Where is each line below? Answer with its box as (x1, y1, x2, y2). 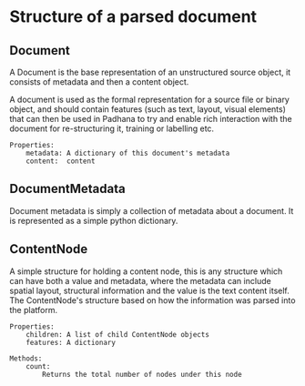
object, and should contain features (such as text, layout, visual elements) (9, 104, 287, 115)
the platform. (9, 304, 57, 315)
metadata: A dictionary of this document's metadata (25, 148, 230, 157)
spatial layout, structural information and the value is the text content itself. (9, 285, 290, 296)
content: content (25, 157, 96, 166)
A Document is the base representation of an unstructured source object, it (9, 66, 291, 77)
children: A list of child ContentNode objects (25, 330, 209, 339)
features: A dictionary (25, 338, 117, 347)
